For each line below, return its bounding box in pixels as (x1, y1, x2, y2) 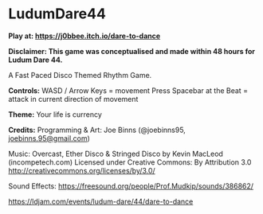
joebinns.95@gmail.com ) (8, 133, 90, 143)
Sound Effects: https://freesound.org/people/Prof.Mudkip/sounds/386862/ (8, 181, 253, 191)
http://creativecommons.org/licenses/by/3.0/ (8, 165, 155, 175)
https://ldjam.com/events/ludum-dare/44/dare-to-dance (8, 196, 194, 206)
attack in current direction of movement (8, 94, 139, 103)
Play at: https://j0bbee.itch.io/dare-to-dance (8, 31, 161, 41)
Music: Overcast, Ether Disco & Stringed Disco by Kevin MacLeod (8, 149, 223, 158)
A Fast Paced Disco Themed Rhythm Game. (8, 70, 152, 80)
